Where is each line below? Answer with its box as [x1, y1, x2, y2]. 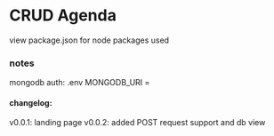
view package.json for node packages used [9, 35, 170, 45]
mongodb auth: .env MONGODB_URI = [9, 77, 150, 88]
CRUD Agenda [9, 5, 117, 26]
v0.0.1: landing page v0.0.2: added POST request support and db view [9, 117, 266, 128]
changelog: [9, 97, 52, 108]
